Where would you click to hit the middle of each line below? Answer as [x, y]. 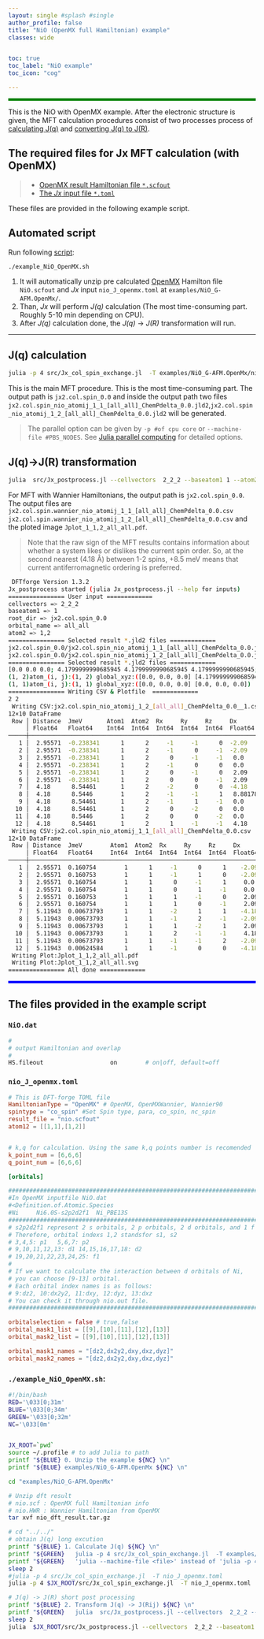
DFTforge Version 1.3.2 [50, 582]
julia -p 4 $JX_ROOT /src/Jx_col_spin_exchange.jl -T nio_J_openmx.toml [130, 1583]
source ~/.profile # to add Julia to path [79, 1453]
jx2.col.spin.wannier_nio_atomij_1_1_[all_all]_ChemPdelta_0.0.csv [121, 511]
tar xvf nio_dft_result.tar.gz [59, 1518]
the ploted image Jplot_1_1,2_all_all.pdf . [78, 527]
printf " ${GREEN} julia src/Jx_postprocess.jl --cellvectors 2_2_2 [128, 1612]
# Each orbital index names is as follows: [81, 1286]
